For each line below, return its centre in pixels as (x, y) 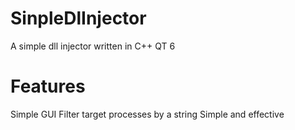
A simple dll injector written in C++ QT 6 (93, 46)
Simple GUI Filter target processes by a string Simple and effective (147, 114)
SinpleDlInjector (78, 18)
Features (48, 86)
